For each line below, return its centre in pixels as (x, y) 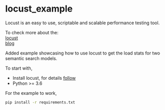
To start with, (19, 68)
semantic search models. (31, 58)
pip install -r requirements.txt (40, 102)
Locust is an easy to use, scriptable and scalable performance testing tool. (82, 23)
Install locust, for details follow (44, 78)
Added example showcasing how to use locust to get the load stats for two (82, 53)
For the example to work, (31, 93)
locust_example (39, 9)
